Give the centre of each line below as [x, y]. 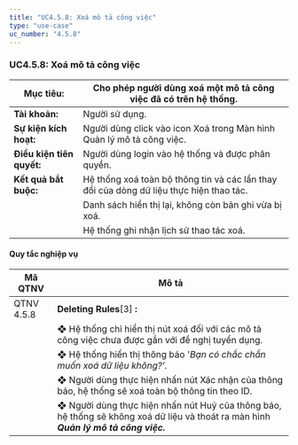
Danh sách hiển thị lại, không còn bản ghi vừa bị [182, 205]
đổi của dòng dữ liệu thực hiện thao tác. [165, 190]
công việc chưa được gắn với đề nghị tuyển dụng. [160, 340]
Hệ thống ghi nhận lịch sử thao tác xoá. [164, 230]
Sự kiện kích [40, 128]
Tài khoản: [36, 113]
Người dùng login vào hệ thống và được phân [176, 153]
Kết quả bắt [39, 179]
